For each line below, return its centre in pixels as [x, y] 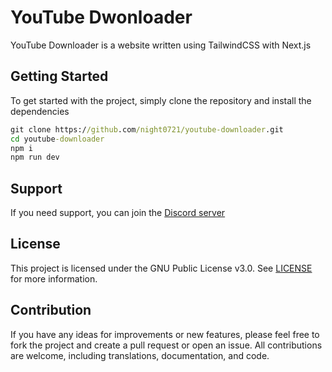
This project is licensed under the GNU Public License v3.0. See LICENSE [161, 268]
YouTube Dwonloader [101, 17]
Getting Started [59, 76]
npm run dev [35, 157]
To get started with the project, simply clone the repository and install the [161, 100]
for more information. [54, 278]
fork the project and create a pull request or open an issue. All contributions [166, 345]
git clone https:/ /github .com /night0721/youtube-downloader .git [147, 129]
